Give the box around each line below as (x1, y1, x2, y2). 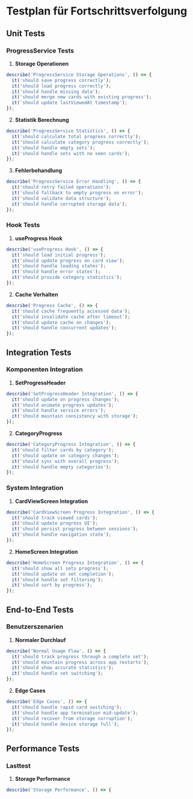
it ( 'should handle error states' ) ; (11, 269, 101, 275)
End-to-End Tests (6, 605, 74, 615)
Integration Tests (6, 347, 72, 357)
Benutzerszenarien (6, 623, 64, 631)
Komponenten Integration (6, 365, 83, 374)
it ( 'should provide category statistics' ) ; (11, 275, 122, 281)
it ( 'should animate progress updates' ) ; (11, 402, 114, 408)
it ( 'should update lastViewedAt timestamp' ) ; (11, 100, 128, 106)
